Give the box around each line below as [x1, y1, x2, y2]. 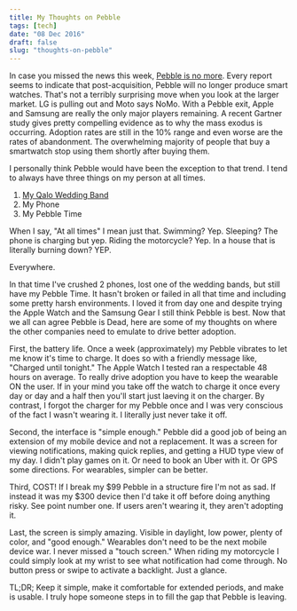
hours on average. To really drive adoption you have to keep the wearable [9, 372, 278, 383]
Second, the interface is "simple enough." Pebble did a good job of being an [9, 427, 287, 438]
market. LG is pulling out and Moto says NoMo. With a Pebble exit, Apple [9, 99, 275, 109]
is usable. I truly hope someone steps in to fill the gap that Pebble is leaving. [9, 591, 287, 602]
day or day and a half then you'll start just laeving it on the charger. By [9, 391, 265, 401]
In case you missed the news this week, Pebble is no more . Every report [9, 70, 272, 81]
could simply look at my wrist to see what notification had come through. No [9, 556, 288, 567]
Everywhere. [9, 262, 56, 273]
